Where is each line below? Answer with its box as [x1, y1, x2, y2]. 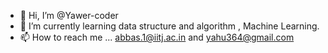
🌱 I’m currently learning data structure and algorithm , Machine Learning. [19, 20, 320, 32]
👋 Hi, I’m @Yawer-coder [19, 10, 119, 21]
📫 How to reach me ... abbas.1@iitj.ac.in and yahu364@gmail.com [19, 31, 295, 43]
